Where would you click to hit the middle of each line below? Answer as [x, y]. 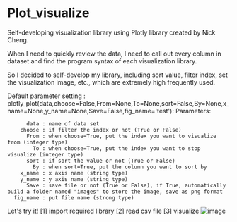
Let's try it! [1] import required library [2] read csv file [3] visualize [103, 211]
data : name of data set [63, 124]
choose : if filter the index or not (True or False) [101, 130]
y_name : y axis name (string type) [74, 179]
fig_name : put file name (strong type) [74, 198]
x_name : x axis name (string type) [74, 173]
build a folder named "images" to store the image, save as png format [115, 192]
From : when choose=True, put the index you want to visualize [121, 136]
